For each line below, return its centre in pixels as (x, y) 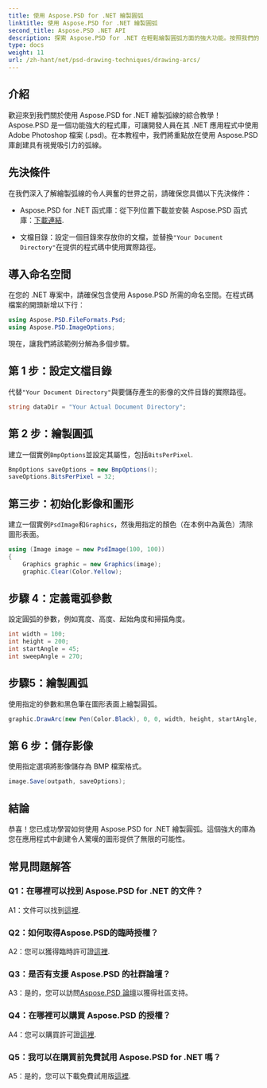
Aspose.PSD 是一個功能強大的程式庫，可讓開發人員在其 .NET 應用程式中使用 (133, 125)
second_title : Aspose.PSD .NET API (67, 30)
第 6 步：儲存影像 (51, 746)
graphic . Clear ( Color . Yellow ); (73, 571)
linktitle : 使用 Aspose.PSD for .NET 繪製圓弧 (83, 23)
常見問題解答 (40, 866)
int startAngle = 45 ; (44, 649)
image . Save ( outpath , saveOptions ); (67, 781)
